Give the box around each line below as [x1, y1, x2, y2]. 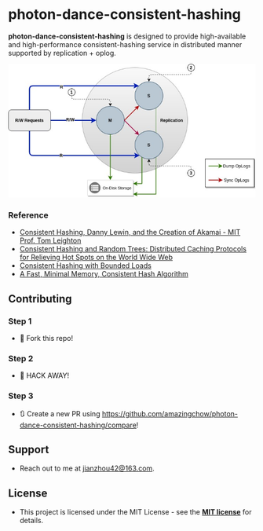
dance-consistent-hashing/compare [19, 420, 137, 430]
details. [19, 516, 44, 526]
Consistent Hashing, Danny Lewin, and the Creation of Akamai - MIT [19, 228, 241, 237]
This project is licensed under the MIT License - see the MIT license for [19, 507, 253, 517]
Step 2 [8, 353, 34, 364]
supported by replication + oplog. [8, 48, 116, 57]
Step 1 [8, 316, 32, 327]
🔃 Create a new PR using [19, 408, 100, 418]
